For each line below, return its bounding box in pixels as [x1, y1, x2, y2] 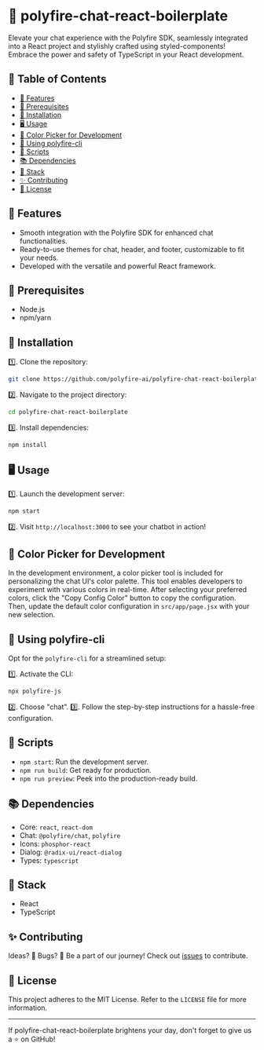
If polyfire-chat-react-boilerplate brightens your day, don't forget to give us [8, 1026, 252, 1035]
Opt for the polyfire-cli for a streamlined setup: [8, 653, 167, 663]
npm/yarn [19, 313, 52, 323]
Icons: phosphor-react [19, 839, 91, 848]
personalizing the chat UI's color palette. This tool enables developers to [8, 576, 244, 586]
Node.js [19, 305, 46, 314]
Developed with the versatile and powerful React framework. [19, 261, 216, 270]
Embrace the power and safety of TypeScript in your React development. [8, 49, 244, 59]
